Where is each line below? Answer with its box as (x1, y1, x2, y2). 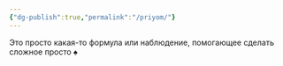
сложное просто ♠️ (9, 46, 78, 57)
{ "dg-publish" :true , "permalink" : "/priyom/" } (9, 12, 176, 22)
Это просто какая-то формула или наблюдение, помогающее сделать (9, 37, 274, 48)
